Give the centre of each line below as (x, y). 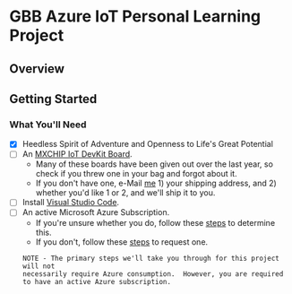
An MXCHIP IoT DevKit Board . (77, 154)
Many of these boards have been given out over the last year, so (154, 164)
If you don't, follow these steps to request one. (122, 242)
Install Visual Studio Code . (70, 203)
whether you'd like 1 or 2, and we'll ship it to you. (125, 193)
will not (39, 266)
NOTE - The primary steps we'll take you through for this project (150, 258)
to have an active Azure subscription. (97, 281)
